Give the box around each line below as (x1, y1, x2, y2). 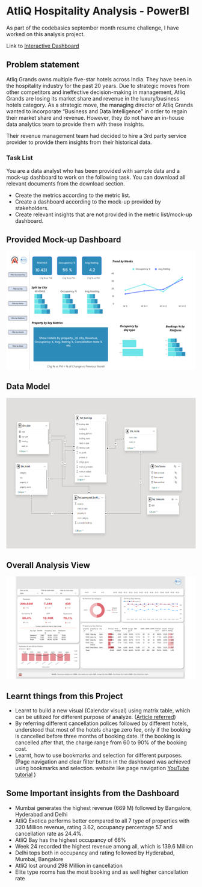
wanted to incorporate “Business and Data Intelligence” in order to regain (6, 107, 188, 115)
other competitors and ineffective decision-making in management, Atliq (6, 89, 186, 96)
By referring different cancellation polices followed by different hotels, (14, 720, 189, 727)
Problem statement (6, 60, 80, 70)
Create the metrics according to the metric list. (14, 191, 131, 199)
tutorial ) (14, 771, 36, 778)
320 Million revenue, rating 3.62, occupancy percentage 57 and (14, 823, 173, 830)
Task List (6, 154, 33, 162)
